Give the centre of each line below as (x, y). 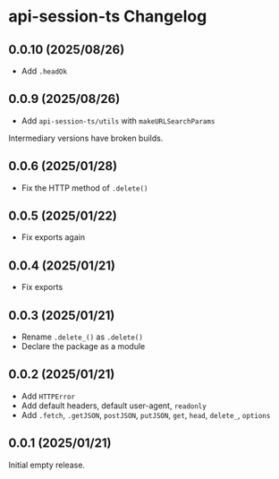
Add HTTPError (48, 396)
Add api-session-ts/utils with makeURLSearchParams (118, 120)
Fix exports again (53, 237)
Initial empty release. (47, 465)
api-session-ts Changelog (108, 17)
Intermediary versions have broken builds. (86, 138)
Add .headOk (44, 71)
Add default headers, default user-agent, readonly (114, 406)
